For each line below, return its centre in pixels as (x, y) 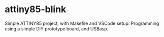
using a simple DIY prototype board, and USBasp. (57, 28)
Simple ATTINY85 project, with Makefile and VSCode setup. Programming (82, 23)
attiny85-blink (36, 9)
